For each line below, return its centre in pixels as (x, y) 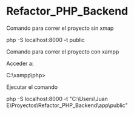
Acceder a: (20, 63)
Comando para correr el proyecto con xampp (63, 51)
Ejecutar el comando (32, 87)
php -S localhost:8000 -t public (45, 40)
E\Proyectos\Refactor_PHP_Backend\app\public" (67, 105)
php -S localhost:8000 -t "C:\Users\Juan (57, 99)
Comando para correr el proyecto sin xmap (60, 28)
